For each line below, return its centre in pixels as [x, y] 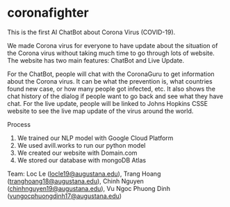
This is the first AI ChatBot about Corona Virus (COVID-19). [91, 32]
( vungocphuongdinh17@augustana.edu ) [65, 196]
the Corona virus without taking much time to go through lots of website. [111, 53]
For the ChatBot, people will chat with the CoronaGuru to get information [111, 74]
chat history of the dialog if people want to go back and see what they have [115, 96]
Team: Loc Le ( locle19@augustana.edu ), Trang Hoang [84, 174]
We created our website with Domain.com [77, 153]
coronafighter [48, 13]
